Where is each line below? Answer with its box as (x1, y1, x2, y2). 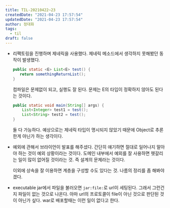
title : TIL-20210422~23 (5, 7, 56, 13)
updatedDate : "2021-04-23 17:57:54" (5, 17, 83, 22)
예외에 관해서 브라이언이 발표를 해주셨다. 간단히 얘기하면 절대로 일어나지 (12, 144, 156, 150)
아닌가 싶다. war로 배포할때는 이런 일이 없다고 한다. (18, 197, 120, 203)
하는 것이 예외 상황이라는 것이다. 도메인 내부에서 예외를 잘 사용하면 (18, 151, 150, 156)
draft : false (5, 36, 33, 41)
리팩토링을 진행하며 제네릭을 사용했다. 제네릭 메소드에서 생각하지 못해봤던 (12, 50, 159, 56)
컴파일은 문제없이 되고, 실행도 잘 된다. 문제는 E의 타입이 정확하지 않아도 (12, 86, 154, 92)
